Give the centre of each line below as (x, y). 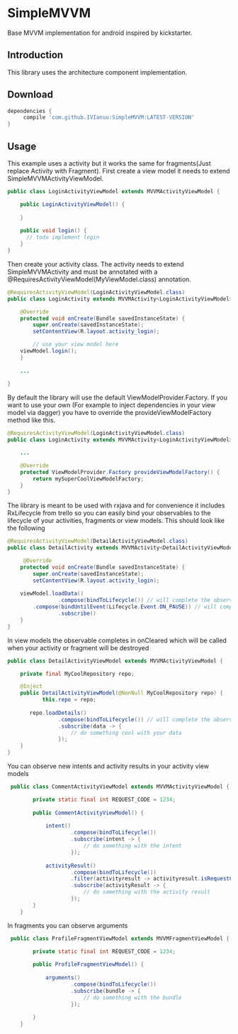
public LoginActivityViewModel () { (73, 204)
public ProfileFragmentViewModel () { (88, 964)
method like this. (32, 420)
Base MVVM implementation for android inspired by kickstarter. (100, 33)
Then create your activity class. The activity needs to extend (96, 264)
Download (30, 95)
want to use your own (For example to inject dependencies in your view (112, 405)
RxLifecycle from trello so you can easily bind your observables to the (109, 513)
